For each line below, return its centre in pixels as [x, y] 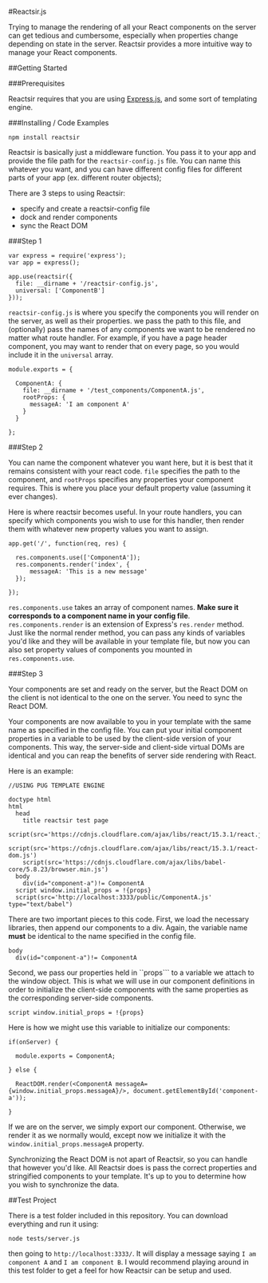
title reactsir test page [66, 821]
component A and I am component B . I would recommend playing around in [129, 1262]
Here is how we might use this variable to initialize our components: [119, 1028]
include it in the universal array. [61, 355]
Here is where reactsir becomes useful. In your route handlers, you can [125, 512]
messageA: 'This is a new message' [89, 572]
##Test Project [33, 1200]
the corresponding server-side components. [81, 998]
